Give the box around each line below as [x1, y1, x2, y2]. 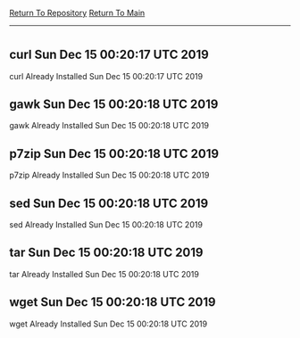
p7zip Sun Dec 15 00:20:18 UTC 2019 [9, 146, 220, 161]
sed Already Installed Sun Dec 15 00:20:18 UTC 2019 [9, 219, 204, 230]
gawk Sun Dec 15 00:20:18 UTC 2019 [9, 97, 219, 111]
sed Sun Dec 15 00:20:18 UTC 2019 [9, 195, 209, 210]
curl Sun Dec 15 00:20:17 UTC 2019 [9, 47, 210, 62]
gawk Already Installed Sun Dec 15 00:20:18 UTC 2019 [9, 120, 210, 131]
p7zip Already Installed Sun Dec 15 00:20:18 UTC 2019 [9, 169, 210, 181]
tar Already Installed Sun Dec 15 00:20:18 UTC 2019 [9, 268, 199, 279]
